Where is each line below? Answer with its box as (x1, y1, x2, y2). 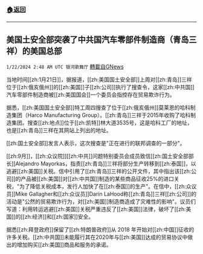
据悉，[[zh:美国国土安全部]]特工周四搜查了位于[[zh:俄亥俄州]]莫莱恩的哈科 (6, 104, 190, 112)
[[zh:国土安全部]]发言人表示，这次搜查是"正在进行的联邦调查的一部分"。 (6, 139, 185, 147)
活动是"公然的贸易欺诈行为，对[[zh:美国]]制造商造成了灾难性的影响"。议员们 (6, 198, 196, 206)
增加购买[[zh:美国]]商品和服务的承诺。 (16, 241, 112, 249)
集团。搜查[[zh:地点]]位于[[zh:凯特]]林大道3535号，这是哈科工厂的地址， (11, 119, 193, 127)
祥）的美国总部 (6, 45, 62, 56)
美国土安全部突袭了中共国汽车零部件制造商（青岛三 (6, 35, 197, 45)
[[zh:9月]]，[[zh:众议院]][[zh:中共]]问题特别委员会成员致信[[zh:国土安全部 (6, 153, 189, 160)
